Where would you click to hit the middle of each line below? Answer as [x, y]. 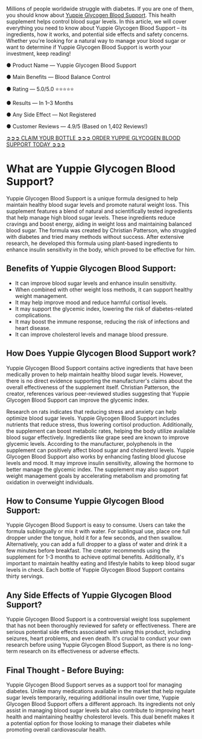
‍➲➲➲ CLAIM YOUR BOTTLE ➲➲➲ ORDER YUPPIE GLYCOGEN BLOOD [93, 138]
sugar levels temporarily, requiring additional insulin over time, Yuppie [93, 697]
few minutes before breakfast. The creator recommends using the [88, 551]
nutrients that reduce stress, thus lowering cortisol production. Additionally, [100, 424]
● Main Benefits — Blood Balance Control [58, 77]
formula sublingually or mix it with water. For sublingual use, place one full [98, 531]
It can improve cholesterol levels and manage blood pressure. [92, 334]
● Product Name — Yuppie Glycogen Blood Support [71, 65]
